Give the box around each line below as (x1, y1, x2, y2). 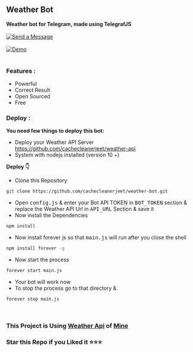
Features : (6, 66, 36, 75)
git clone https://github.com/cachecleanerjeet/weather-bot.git (6, 188, 168, 194)
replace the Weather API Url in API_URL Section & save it (14, 206, 154, 213)
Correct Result (14, 87, 50, 94)
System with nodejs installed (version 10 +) (14, 151, 120, 159)
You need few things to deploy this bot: (6, 127, 105, 135)
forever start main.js (6, 268, 62, 274)
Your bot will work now (14, 278, 71, 285)
